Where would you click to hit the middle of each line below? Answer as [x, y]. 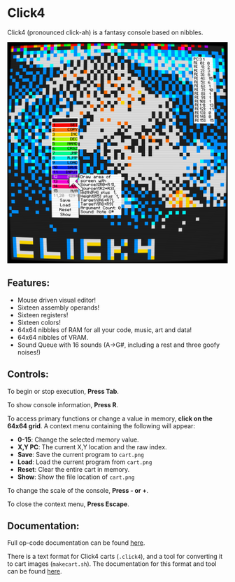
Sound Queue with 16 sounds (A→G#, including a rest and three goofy [119, 345]
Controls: [28, 375]
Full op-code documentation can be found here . [76, 543]
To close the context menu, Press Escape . [68, 504]
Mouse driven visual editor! [57, 300]
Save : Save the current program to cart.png [81, 454]
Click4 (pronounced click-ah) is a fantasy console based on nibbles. [105, 32]
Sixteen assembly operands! [58, 307]
